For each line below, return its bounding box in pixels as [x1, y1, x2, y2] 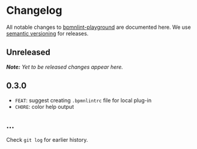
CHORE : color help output [14, 103, 74, 110]
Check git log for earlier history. [6, 136, 88, 144]
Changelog [6, 4, 62, 17]
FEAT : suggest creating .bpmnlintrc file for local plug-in [14, 97, 152, 104]
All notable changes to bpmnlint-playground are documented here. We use [6, 23, 191, 31]
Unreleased [6, 47, 51, 58]
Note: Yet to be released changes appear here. [6, 63, 123, 70]
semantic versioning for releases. [6, 29, 89, 37]
